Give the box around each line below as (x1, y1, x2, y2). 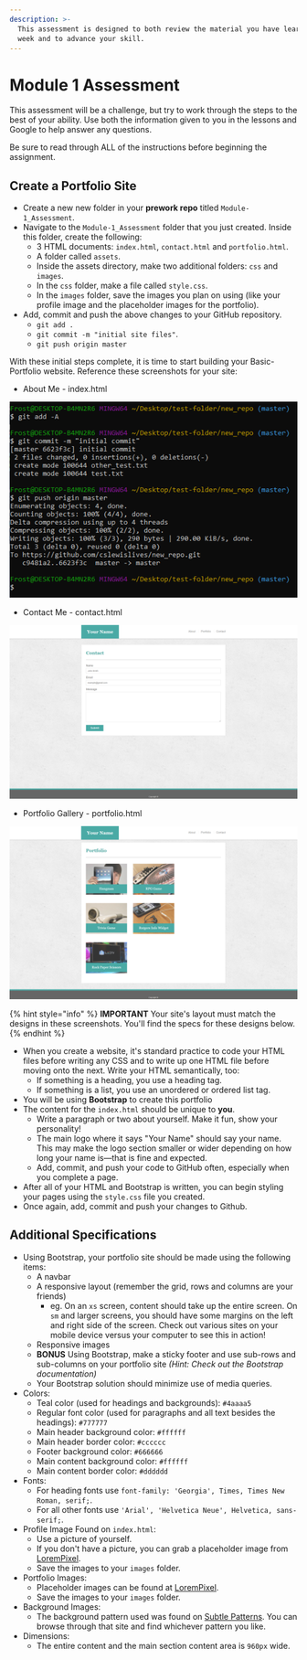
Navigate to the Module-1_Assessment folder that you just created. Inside (22, 222, 292, 233)
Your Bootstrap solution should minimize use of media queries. (36, 1378, 272, 1389)
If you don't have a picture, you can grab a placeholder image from (36, 1543, 289, 1554)
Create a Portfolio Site (9, 178, 137, 194)
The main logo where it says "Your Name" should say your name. (36, 1133, 281, 1144)
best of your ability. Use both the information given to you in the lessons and (9, 114, 297, 125)
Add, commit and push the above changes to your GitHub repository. (22, 309, 282, 320)
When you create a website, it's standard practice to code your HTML (22, 1045, 286, 1056)
